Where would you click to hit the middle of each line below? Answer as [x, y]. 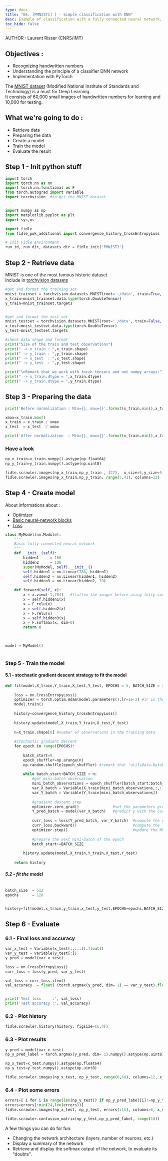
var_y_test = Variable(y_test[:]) [41, 953]
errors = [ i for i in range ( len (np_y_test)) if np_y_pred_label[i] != [78, 1100]
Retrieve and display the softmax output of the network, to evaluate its [85, 1148]
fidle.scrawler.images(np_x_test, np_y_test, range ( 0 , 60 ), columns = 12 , [81, 1077]
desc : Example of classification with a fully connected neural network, [84, 19]
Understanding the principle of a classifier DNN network [70, 71]
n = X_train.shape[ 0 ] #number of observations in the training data [85, 732]
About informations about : [33, 505]
